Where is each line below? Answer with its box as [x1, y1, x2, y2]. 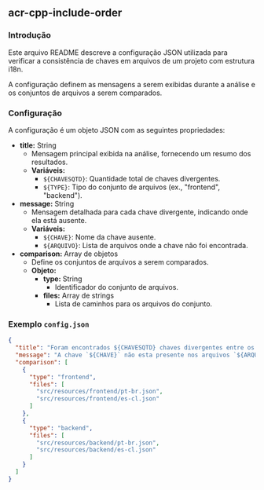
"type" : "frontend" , [28, 373, 97, 381]
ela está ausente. [31, 215, 87, 225]
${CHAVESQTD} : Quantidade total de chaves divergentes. [42, 174, 221, 183]
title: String [19, 141, 57, 150]
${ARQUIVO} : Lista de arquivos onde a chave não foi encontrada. [42, 240, 249, 250]
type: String [42, 274, 82, 283]
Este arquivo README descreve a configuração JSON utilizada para [8, 47, 228, 57]
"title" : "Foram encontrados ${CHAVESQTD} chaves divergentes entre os [15, 344, 255, 352]
